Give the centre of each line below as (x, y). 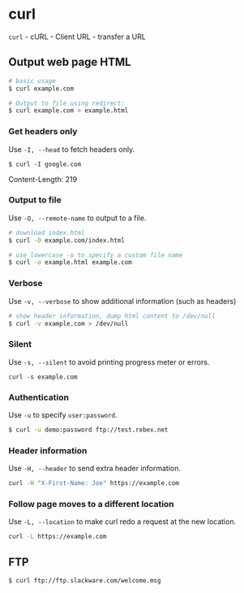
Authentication (39, 397)
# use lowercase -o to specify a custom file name (96, 255)
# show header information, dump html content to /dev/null (112, 316)
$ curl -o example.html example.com (70, 262)
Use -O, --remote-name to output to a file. (77, 218)
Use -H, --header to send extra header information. (94, 469)
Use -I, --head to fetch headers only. (72, 149)
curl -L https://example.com (58, 537)
